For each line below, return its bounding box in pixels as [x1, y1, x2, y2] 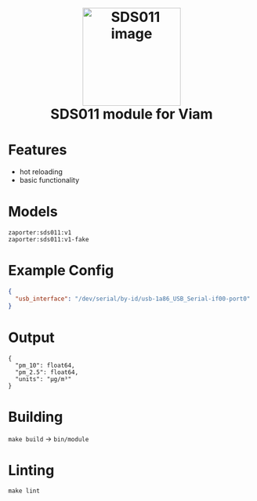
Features [8, 141, 67, 159]
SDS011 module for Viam [50, 105, 213, 123]
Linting [8, 461, 55, 479]
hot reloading [19, 167, 63, 176]
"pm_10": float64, [15, 361, 76, 369]
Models [8, 203, 58, 221]
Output [8, 329, 55, 347]
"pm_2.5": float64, [15, 368, 79, 376]
